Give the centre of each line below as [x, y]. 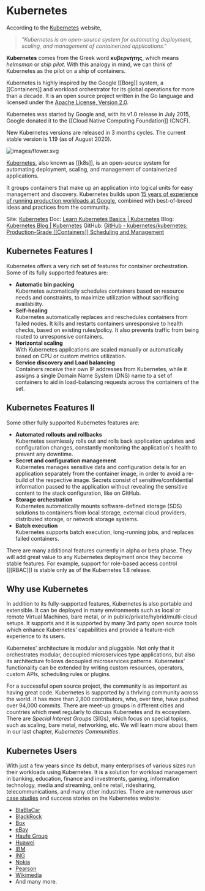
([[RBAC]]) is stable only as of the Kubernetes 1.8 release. [79, 570]
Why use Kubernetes [47, 589]
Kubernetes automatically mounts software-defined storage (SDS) [99, 506]
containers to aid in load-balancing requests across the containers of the [107, 382]
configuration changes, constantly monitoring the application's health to [106, 447]
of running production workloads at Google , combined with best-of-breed [99, 200]
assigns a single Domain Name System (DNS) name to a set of [94, 375]
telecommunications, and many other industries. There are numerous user [100, 792]
